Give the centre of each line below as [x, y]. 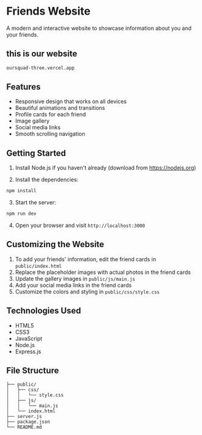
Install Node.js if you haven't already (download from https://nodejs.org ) [106, 168]
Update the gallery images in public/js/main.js [75, 278]
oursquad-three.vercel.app [40, 68]
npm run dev [21, 214]
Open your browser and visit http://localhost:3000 [80, 225]
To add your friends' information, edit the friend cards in [85, 259]
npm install [21, 191]
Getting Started [36, 153]
